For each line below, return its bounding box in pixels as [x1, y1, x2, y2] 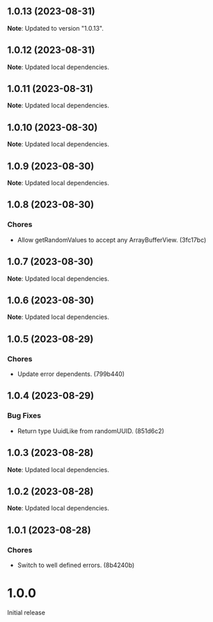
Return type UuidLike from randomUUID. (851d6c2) [17, 426, 165, 435]
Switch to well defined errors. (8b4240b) [17, 561, 135, 570]
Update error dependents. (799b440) [17, 370, 125, 378]
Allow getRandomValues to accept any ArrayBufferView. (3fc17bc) [17, 235, 207, 244]
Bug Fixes [7, 411, 42, 421]
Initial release [7, 609, 45, 616]
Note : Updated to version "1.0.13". [7, 24, 104, 32]
